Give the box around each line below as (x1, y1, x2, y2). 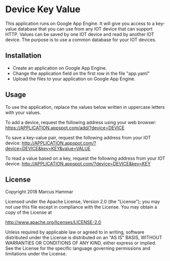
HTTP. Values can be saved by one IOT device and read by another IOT (5, 31, 155, 37)
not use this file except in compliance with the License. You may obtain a (5, 204, 157, 210)
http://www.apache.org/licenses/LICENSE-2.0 (5, 219, 101, 225)
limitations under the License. (5, 251, 67, 257)
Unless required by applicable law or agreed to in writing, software (5, 229, 145, 235)
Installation (5, 51, 42, 60)
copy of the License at (5, 210, 52, 216)
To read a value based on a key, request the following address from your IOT (5, 155, 165, 161)
